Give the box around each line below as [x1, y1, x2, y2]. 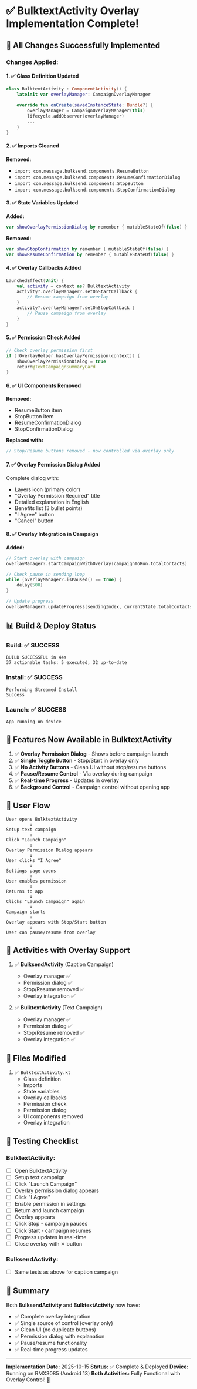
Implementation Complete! [6, 17, 140, 31]
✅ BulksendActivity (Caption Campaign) [14, 961, 114, 968]
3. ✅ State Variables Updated [6, 199, 79, 206]
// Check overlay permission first [6, 347, 93, 353]
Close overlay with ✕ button [14, 1240, 83, 1247]
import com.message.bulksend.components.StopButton [14, 180, 144, 186]
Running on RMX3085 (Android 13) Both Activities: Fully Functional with [6, 1370, 181, 1377]
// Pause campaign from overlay [27, 310, 107, 317]
